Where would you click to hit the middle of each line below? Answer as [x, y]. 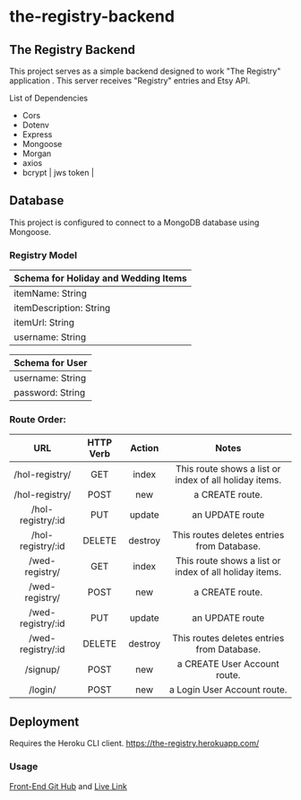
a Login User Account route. [228, 690]
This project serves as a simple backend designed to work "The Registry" [145, 71]
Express [37, 135]
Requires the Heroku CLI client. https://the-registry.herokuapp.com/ [134, 743]
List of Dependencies [48, 98]
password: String [50, 393]
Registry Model [43, 255]
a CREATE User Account [228, 664]
